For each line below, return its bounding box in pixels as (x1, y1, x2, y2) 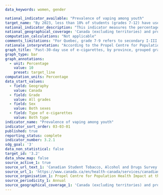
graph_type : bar (5, 52, 38, 57)
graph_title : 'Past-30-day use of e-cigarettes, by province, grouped (5, 47, 151, 52)
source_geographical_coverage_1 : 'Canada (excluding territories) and (5, 183, 151, 188)
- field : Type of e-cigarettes (9, 111, 73, 115)
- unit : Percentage (9, 61, 49, 66)
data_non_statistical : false (5, 146, 64, 152)
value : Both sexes (14, 106, 51, 111)
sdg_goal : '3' (5, 142, 34, 147)
